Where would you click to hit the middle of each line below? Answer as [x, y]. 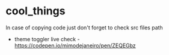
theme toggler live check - [47, 39]
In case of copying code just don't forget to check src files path [84, 27]
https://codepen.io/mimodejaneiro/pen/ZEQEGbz [75, 45]
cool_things [35, 11]
